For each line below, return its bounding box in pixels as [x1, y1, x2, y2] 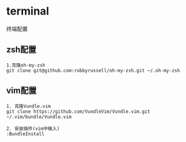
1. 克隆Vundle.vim [6, 103, 51, 109]
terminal [6, 4, 50, 18]
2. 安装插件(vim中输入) [6, 126, 60, 132]
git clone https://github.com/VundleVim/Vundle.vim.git [6, 108, 150, 115]
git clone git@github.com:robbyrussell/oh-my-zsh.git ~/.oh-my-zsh [6, 67, 181, 73]
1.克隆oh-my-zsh [6, 62, 45, 68]
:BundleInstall [6, 130, 45, 137]
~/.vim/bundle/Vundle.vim [6, 113, 71, 120]
